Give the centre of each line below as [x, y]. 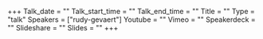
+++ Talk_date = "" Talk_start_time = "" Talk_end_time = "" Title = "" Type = [131, 11]
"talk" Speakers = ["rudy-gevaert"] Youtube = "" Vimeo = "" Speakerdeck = [131, 19]
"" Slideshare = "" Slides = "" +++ [63, 28]
